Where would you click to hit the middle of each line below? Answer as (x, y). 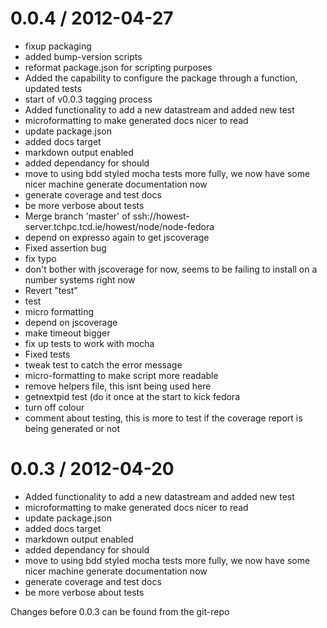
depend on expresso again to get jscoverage (117, 237)
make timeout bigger (67, 333)
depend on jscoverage (71, 322)
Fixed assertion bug (65, 248)
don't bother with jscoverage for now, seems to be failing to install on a (171, 269)
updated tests (53, 88)
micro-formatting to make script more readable (121, 375)
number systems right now (80, 279)
